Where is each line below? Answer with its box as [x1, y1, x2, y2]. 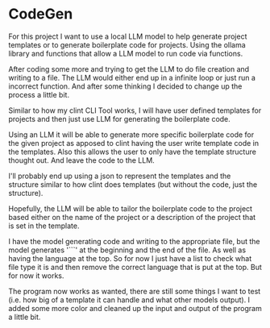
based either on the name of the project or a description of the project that [8, 212, 256, 222]
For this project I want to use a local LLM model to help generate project [8, 31, 247, 41]
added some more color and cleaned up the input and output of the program [8, 303, 262, 313]
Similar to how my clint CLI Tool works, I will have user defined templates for [8, 106, 262, 115]
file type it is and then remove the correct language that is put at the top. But [8, 262, 262, 272]
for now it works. [8, 271, 64, 280]
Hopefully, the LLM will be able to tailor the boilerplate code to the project [8, 203, 252, 214]
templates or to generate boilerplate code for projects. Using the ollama [8, 39, 246, 49]
